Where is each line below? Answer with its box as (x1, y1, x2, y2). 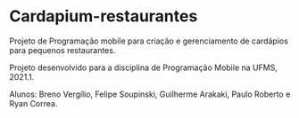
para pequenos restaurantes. (9, 44, 116, 55)
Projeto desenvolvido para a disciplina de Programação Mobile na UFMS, (9, 62, 278, 73)
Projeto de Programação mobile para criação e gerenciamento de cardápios (9, 35, 288, 46)
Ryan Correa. (9, 98, 58, 108)
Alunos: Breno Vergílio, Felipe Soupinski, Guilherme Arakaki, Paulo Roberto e (9, 89, 291, 99)
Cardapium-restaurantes (9, 6, 198, 27)
